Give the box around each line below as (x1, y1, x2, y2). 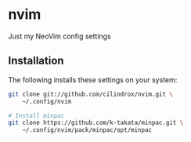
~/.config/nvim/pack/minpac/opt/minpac (22, 126, 153, 134)
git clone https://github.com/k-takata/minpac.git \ (8, 119, 184, 127)
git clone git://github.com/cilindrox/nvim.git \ (8, 90, 174, 98)
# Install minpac (8, 111, 65, 119)
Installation (8, 54, 64, 67)
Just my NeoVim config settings (8, 31, 111, 41)
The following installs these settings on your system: (8, 75, 178, 84)
